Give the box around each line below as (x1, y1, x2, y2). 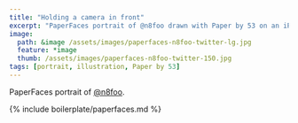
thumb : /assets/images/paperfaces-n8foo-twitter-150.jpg (17, 54, 232, 63)
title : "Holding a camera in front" (9, 12, 145, 22)
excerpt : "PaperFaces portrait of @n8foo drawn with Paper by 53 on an (9, 21, 279, 30)
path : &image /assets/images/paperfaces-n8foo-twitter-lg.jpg (17, 37, 252, 47)
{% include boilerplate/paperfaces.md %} (9, 104, 162, 114)
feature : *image (17, 46, 77, 55)
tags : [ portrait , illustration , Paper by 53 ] (9, 63, 180, 72)
